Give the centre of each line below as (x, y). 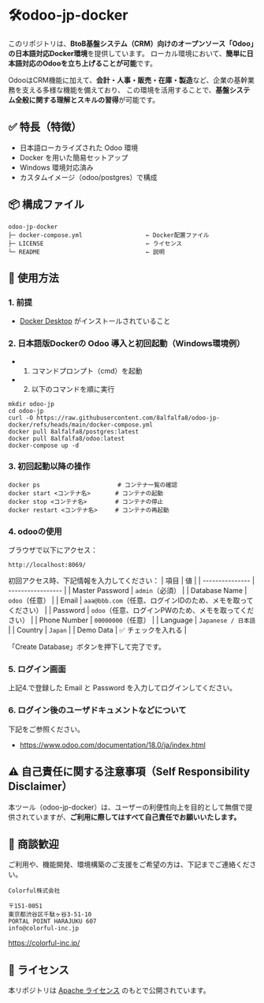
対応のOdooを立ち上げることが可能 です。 (89, 63)
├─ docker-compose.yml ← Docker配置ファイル (109, 235)
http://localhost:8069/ (47, 565)
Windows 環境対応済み (56, 167)
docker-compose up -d (44, 445)
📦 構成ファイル (46, 205)
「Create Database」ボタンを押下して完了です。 (87, 647)
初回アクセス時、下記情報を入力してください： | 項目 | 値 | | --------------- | (131, 580)
